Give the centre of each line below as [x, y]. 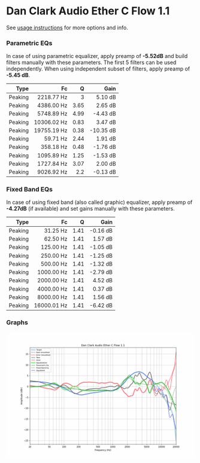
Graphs [17, 322]
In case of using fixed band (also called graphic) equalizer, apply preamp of [99, 202]
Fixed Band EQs [29, 189]
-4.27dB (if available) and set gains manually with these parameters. [91, 209]
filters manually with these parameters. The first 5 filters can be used [91, 63]
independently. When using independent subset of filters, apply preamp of [98, 69]
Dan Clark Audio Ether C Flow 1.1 [88, 11]
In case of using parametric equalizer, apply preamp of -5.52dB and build [97, 56]
